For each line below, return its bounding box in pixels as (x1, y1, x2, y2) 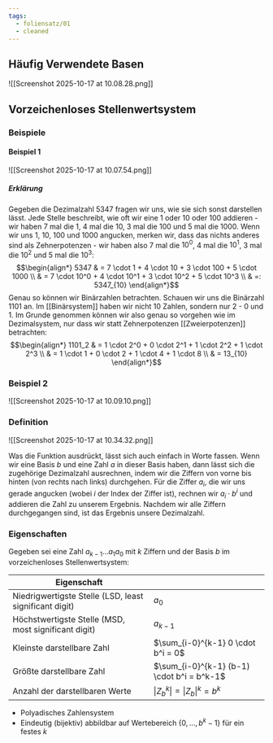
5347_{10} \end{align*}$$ (93, 280, 180, 290)
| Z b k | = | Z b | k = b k (153, 684, 221, 698)
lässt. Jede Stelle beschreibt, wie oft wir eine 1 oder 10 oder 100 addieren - (8, 212, 258, 222)
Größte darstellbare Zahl (12, 665, 106, 676)
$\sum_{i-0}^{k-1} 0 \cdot (153, 636, 256, 648)
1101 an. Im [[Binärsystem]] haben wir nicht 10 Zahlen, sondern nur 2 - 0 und (8, 301, 264, 311)
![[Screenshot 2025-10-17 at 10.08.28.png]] (8, 79, 154, 89)
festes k (19, 727, 47, 736)
